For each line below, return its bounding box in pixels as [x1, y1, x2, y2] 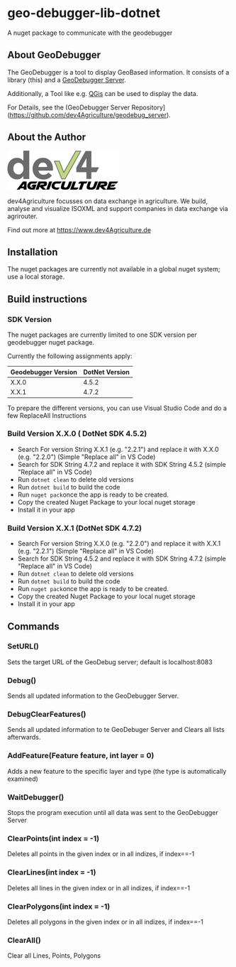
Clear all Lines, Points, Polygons [7, 951, 101, 960]
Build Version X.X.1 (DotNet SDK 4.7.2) [7, 523, 142, 533]
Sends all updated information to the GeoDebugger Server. [7, 691, 179, 701]
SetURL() [7, 642, 39, 652]
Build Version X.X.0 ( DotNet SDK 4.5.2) [7, 428, 147, 438]
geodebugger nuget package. [7, 338, 94, 347]
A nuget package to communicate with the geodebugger [7, 28, 173, 37]
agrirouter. [7, 212, 38, 220]
